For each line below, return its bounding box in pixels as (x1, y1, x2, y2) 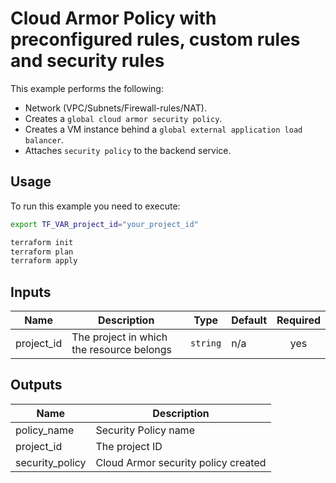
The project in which (71, 330, 168, 344)
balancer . (24, 133, 65, 146)
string (190, 338, 222, 349)
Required (276, 313, 321, 327)
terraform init (10, 237, 74, 247)
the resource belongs (71, 343, 172, 357)
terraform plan (10, 247, 74, 257)
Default (231, 313, 268, 327)
